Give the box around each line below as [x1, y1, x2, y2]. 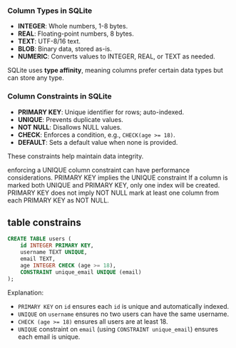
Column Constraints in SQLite [7, 91, 112, 101]
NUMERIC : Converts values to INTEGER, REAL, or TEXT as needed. [17, 52, 215, 61]
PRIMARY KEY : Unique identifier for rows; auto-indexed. [17, 108, 185, 116]
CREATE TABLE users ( [7, 235, 72, 242]
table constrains [7, 216, 82, 228]
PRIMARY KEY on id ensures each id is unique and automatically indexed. [17, 302, 230, 310]
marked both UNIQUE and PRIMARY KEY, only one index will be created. [7, 180, 220, 189]
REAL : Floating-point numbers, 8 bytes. [17, 29, 134, 38]
